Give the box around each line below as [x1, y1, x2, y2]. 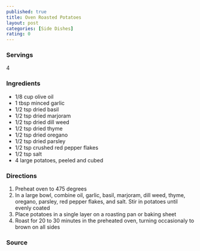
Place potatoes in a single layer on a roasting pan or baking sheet [14, 211, 177, 218]
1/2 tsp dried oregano [14, 131, 68, 138]
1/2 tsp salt [14, 150, 42, 158]
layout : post [6, 20, 39, 26]
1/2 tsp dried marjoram [14, 112, 71, 119]
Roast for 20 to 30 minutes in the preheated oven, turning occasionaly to [14, 217, 195, 225]
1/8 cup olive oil [14, 93, 54, 100]
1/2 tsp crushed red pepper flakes [14, 144, 99, 151]
